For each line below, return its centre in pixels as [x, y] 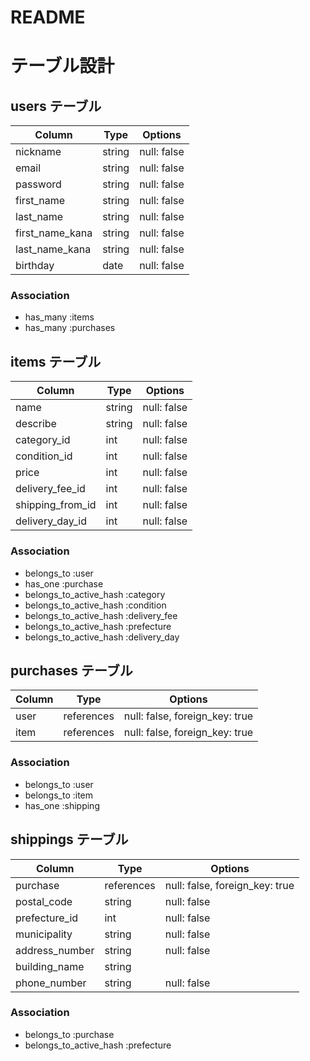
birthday [35, 266]
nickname [38, 152]
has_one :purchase [64, 583]
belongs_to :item [59, 795]
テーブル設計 [62, 66]
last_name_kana [53, 249]
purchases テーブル [71, 670]
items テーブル [56, 361]
